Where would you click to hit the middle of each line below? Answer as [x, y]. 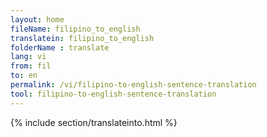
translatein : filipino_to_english [82, 38]
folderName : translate [60, 47]
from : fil [31, 66]
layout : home [37, 19]
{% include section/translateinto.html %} [94, 122]
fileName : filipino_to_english [75, 29]
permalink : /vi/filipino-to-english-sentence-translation [133, 85]
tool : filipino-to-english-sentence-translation [113, 94]
